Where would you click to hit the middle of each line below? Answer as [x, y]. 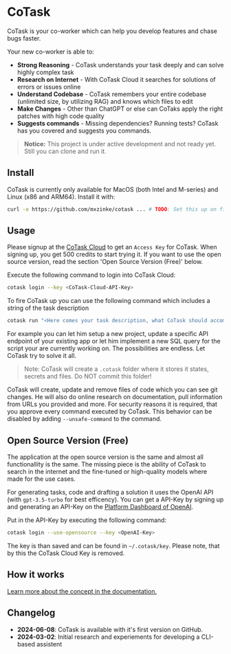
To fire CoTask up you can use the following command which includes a [109, 301]
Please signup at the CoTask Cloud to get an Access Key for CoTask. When [112, 247]
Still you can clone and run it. [65, 151]
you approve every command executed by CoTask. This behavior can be [110, 411]
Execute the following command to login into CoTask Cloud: [91, 275]
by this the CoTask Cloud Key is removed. [66, 553]
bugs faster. [24, 38]
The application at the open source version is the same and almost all [106, 457]
